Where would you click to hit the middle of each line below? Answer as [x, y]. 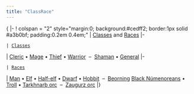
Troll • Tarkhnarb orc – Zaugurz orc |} [53, 85]
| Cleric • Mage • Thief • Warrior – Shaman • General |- [76, 56]
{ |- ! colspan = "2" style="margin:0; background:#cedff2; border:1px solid [97, 28]
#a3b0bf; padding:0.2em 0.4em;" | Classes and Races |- [76, 35]
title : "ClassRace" [30, 12]
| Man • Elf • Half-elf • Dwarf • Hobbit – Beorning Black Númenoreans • [96, 78]
